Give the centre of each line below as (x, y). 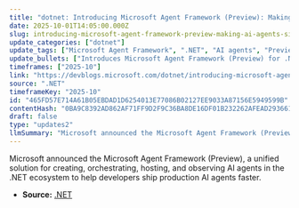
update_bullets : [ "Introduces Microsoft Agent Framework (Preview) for (145, 59)
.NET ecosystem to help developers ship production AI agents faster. (135, 177)
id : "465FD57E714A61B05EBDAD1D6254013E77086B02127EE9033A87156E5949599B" (149, 100)
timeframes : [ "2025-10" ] (55, 68)
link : (19, 76)
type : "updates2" (41, 125)
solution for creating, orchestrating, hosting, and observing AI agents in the (147, 168)
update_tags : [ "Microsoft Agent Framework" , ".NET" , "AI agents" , (135, 51)
